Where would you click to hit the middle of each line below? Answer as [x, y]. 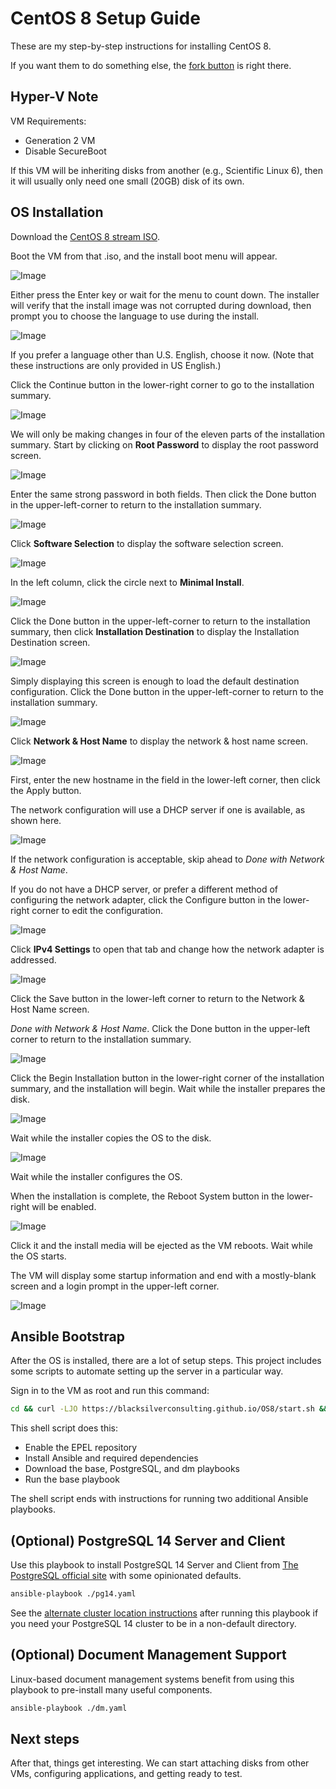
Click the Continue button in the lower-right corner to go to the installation [162, 384]
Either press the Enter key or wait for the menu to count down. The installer [165, 294]
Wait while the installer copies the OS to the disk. [111, 1138]
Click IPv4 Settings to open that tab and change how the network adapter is [167, 949]
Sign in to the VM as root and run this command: [110, 1391]
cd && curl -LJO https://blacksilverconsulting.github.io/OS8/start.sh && [169, 1409]
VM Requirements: [48, 121]
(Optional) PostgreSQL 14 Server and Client [148, 1540]
